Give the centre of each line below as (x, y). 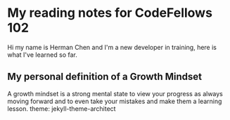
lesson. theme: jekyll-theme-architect (62, 108)
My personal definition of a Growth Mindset (105, 77)
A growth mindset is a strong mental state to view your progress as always (115, 93)
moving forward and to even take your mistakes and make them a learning (115, 101)
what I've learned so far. (42, 55)
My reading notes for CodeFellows (110, 13)
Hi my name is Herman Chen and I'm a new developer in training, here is (112, 47)
